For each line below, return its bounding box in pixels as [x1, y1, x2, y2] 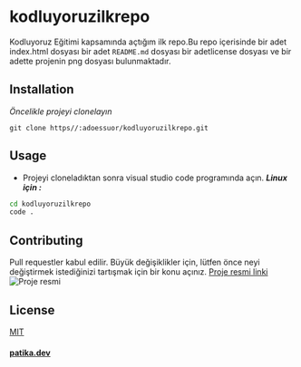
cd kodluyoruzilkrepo [9, 199, 92, 208]
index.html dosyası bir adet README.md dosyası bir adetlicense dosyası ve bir [9, 45, 292, 56]
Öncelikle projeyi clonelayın [9, 106, 112, 117]
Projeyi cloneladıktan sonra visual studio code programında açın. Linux [22, 172, 288, 183]
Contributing [9, 233, 83, 248]
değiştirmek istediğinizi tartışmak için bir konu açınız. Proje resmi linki [9, 266, 268, 277]
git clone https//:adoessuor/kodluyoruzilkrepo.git [9, 123, 209, 132]
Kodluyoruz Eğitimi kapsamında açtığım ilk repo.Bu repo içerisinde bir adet [9, 36, 287, 47]
